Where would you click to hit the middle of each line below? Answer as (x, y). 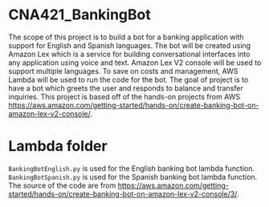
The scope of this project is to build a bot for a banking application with (126, 37)
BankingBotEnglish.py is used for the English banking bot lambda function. (132, 168)
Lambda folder (58, 146)
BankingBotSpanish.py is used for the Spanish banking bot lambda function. (133, 177)
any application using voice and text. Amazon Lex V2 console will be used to (135, 63)
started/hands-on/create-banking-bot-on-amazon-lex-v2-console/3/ (123, 193)
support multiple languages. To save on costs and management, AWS (123, 71)
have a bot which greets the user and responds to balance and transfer (126, 88)
